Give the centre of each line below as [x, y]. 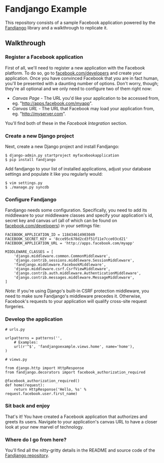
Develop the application [34, 319]
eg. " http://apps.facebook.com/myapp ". [52, 103]
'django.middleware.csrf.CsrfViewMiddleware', [62, 269]
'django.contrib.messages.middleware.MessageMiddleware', [74, 278]
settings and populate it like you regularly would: [54, 174]
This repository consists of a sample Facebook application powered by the [80, 23]
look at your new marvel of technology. [45, 427]
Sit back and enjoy [27, 406]
